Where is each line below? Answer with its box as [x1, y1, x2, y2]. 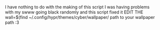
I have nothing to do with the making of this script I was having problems [5, 4, 150, 10]
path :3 [5, 19, 19, 25]
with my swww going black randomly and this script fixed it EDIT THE [5, 9, 144, 15]
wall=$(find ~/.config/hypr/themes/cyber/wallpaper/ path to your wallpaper [5, 15, 155, 20]
